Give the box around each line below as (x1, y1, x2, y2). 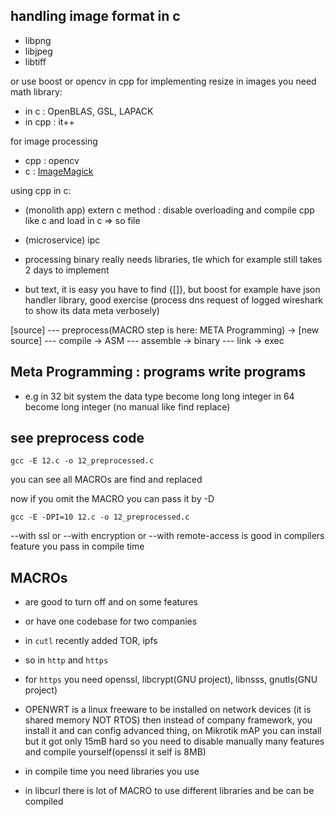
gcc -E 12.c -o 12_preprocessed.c (10, 456, 155, 466)
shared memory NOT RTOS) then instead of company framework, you (24, 714, 313, 726)
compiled (24, 795, 64, 808)
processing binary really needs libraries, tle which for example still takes (24, 253, 323, 265)
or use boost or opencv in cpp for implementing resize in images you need (10, 75, 317, 87)
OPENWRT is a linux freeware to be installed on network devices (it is (24, 704, 312, 716)
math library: (10, 85, 63, 98)
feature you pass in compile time (10, 540, 145, 553)
